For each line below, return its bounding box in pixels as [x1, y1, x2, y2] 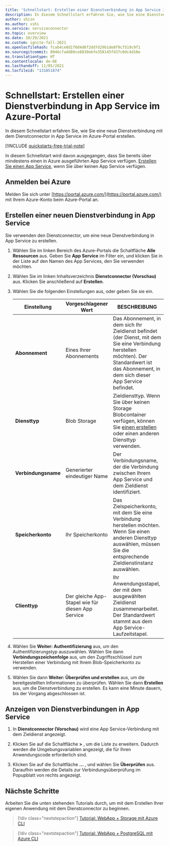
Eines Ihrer [65, 346, 91, 353]
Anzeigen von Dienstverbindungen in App [5, 705, 140, 713]
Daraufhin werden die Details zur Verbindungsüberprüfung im [12, 767, 141, 773]
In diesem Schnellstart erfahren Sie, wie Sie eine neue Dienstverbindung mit [5, 128, 163, 134]
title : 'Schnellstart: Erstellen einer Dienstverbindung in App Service [5, 7, 161, 13]
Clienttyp [15, 602, 38, 609]
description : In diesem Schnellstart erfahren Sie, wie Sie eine [5, 12, 145, 17]
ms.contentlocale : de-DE [5, 59, 57, 64]
